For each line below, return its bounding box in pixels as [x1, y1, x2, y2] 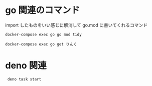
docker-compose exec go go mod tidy [5, 32, 82, 37]
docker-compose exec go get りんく [5, 41, 77, 46]
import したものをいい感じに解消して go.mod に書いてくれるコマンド [5, 22, 148, 28]
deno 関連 [5, 60, 47, 71]
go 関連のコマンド [5, 4, 80, 16]
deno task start [7, 76, 42, 81]
